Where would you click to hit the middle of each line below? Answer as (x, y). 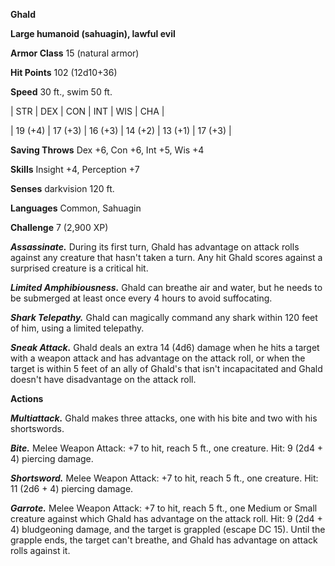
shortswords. (37, 428)
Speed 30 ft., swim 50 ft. (61, 92)
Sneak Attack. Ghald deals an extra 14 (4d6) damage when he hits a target (165, 347)
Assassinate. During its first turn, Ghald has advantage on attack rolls (155, 247)
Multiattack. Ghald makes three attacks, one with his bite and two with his (164, 418)
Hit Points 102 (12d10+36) (64, 72)
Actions (27, 398)
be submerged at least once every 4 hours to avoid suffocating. (141, 298)
